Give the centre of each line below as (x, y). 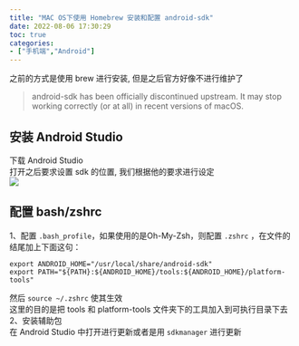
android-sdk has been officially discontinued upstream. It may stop (157, 97)
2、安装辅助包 (36, 320)
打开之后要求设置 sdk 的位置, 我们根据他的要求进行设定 (112, 171)
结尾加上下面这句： (45, 246)
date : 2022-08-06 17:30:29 (60, 26)
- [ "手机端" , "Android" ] (52, 52)
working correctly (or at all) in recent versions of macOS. (138, 106)
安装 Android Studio (67, 137)
